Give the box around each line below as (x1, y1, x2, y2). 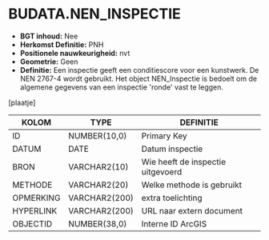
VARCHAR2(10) (67, 161, 129, 172)
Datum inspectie (141, 143, 203, 154)
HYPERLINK (12, 205, 58, 216)
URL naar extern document (141, 205, 243, 216)
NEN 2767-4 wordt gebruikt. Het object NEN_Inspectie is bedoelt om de (19, 74, 258, 83)
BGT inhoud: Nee (19, 31, 78, 41)
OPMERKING (12, 192, 61, 203)
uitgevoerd (141, 166, 183, 177)
